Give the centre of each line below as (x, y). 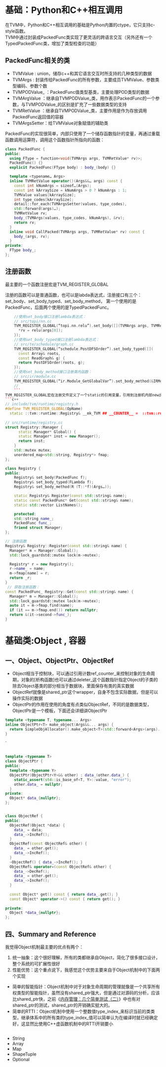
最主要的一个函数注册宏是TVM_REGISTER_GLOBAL (57, 284)
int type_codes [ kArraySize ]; (44, 199)
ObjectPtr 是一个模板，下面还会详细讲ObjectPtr (60, 710)
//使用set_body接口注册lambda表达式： (50, 317)
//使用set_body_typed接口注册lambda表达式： (57, 340)
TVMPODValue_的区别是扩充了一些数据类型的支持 (76, 104)
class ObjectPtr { (24, 761)
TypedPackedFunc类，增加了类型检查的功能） (52, 43)
